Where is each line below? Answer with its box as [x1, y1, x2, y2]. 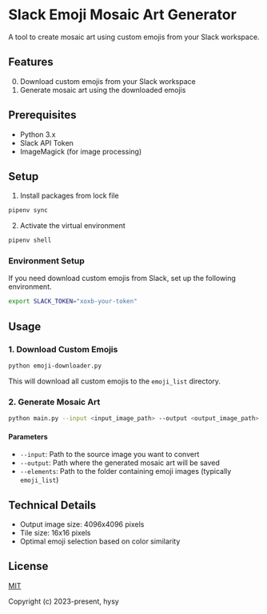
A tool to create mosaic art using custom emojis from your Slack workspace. [8, 32, 260, 42]
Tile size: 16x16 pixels [19, 528, 91, 538]
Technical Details [8, 498, 97, 512]
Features [8, 55, 54, 69]
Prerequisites [8, 108, 77, 122]
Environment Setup [8, 255, 86, 267]
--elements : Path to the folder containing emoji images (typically [19, 467, 232, 476]
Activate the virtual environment [19, 221, 126, 231]
